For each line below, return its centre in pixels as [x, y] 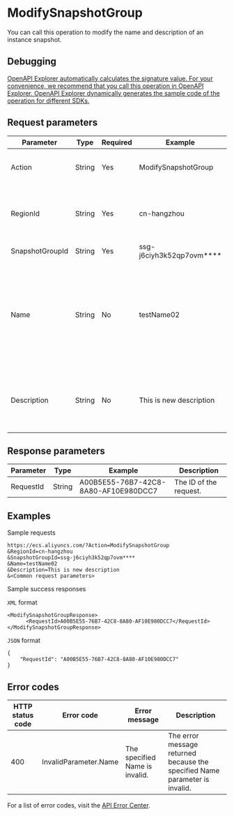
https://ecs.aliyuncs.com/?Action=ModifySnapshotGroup [88, 546]
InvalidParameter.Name [80, 762]
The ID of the [195, 482]
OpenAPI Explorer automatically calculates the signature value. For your [110, 78]
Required [117, 142]
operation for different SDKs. [48, 101]
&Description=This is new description [63, 570]
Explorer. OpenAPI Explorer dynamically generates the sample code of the [114, 93]
